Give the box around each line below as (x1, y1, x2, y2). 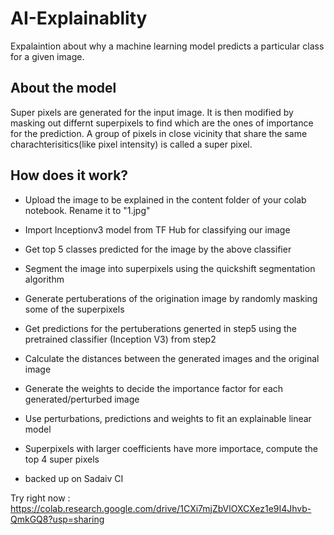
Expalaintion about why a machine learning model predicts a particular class (10, 40, 325, 52)
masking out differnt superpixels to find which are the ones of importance (10, 117, 314, 129)
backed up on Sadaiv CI (24, 472, 124, 484)
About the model (10, 80, 117, 97)
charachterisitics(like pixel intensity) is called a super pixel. (10, 138, 253, 150)
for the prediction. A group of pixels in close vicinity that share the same (10, 127, 308, 139)
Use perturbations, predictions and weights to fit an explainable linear (24, 412, 312, 424)
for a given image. (10, 50, 85, 62)
